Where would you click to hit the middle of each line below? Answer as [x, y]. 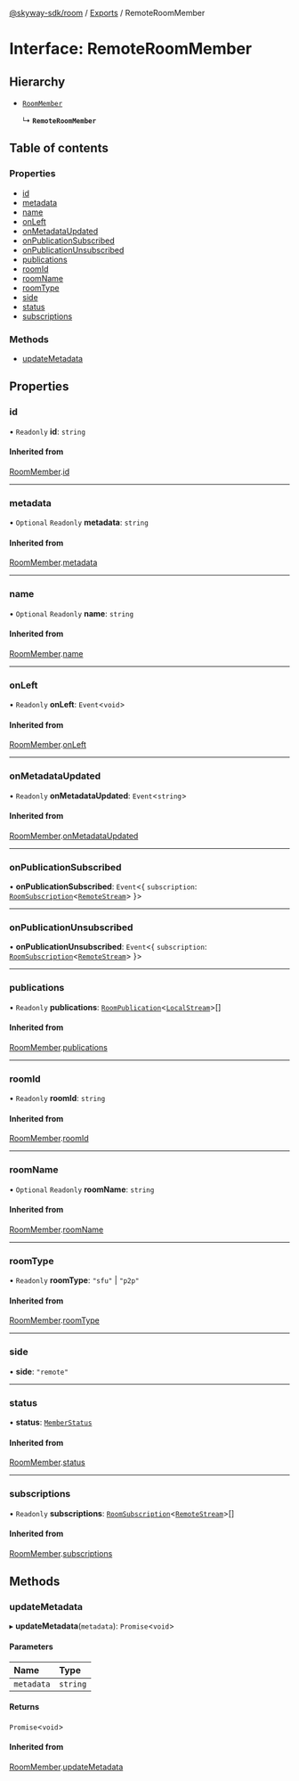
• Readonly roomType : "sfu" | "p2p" [74, 1280]
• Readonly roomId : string [57, 1099]
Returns [24, 1707]
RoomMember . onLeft [48, 745]
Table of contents [59, 148]
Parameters [31, 1646]
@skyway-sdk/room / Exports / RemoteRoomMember [107, 13]
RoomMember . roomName [57, 1230]
